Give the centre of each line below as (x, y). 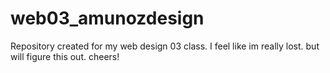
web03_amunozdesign (107, 18)
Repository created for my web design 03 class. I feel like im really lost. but (165, 46)
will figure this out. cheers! (65, 56)
